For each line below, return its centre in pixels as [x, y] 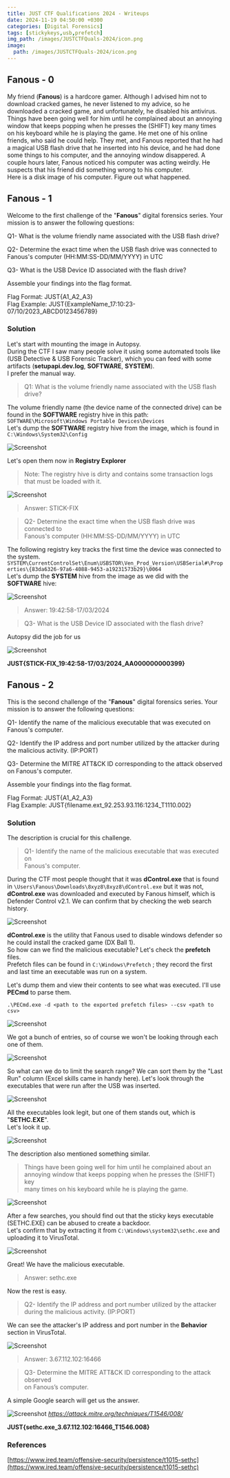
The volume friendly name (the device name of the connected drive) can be [115, 407]
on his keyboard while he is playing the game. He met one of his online [107, 133]
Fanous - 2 [30, 685]
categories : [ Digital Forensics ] [55, 26]
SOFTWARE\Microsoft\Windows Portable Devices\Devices [86, 421]
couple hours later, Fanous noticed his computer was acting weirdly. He [109, 162]
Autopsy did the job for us [44, 636]
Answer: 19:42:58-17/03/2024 [67, 610]
